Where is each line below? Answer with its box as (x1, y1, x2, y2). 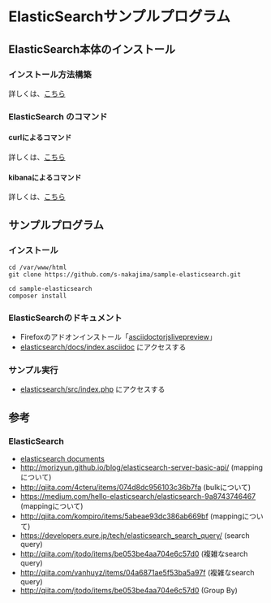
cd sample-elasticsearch (8, 284, 92, 293)
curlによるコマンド (8, 132, 72, 142)
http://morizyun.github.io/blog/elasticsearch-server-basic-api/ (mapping (19, 462, 264, 472)
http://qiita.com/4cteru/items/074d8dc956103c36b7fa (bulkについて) (19, 483, 252, 492)
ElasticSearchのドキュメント (8, 312, 123, 323)
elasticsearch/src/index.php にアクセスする (19, 384, 166, 394)
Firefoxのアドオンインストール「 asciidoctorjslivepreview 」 (19, 332, 217, 342)
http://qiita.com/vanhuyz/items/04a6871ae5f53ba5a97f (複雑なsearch (19, 568, 255, 578)
